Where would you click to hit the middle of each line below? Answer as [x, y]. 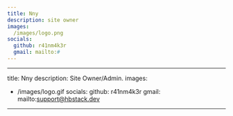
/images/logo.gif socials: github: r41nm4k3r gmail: [89, 91]
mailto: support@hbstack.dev [59, 99]
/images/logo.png [38, 33]
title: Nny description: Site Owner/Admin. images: [77, 78]
